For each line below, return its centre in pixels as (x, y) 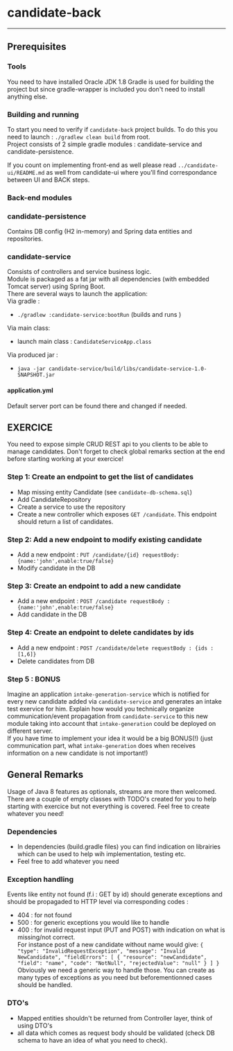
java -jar (32, 369)
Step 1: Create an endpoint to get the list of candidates (101, 477)
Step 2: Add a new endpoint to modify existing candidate (105, 539)
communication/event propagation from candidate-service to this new (108, 716)
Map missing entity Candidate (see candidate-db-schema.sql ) (105, 492)
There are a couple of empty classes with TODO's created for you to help (112, 799)
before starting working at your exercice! (65, 459)
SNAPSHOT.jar (36, 375)
